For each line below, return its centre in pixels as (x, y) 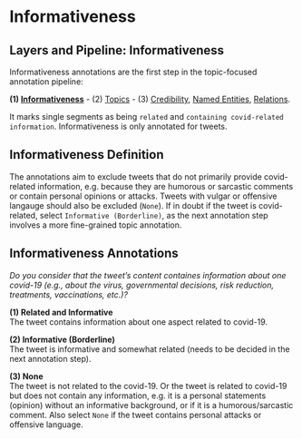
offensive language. (46, 424)
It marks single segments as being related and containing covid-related (146, 117)
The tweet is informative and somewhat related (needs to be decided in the (150, 349)
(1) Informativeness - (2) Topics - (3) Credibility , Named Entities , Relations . (150, 99)
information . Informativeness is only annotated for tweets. (119, 126)
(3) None (26, 376)
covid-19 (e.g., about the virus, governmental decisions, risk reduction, (142, 285)
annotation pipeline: (46, 82)
